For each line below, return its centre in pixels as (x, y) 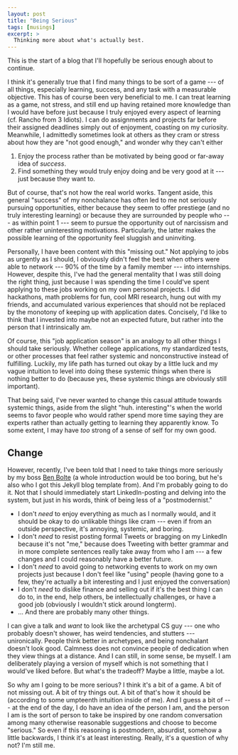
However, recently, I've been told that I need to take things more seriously (115, 469)
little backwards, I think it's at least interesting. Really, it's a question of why (118, 737)
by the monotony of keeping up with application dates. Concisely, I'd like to (117, 312)
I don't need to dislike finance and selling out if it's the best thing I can (120, 589)
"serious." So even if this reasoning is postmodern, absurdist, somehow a (115, 730)
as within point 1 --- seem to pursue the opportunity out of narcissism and (120, 223)
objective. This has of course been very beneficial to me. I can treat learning (119, 97)
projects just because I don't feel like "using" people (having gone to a (120, 574)
